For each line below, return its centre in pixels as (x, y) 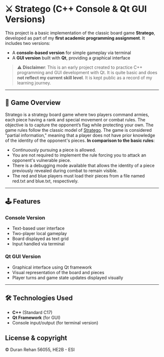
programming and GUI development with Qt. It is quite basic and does (87, 72)
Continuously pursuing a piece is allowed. (54, 150)
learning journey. (34, 83)
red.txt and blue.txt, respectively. (45, 181)
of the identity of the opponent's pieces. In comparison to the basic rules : (80, 140)
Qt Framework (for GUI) (36, 317)
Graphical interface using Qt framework (52, 267)
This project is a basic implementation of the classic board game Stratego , (80, 33)
